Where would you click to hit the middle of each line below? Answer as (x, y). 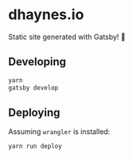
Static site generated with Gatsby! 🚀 (67, 37)
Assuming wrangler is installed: (59, 132)
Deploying (34, 112)
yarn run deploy (35, 146)
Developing (37, 62)
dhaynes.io (46, 15)
